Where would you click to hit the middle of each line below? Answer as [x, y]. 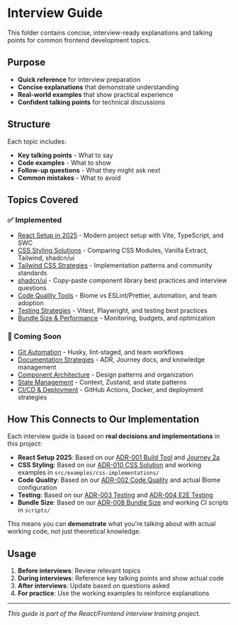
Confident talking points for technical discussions [91, 102]
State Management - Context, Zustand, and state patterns [102, 382]
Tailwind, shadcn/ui [46, 258]
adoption [30, 303]
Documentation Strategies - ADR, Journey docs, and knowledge [111, 360]
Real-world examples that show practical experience [95, 94]
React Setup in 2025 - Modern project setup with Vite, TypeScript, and [121, 236]
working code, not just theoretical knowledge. [74, 532]
